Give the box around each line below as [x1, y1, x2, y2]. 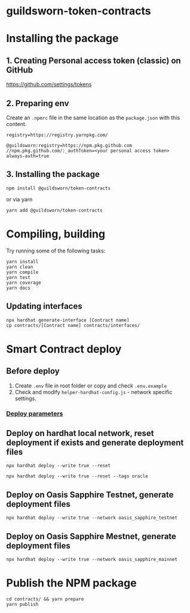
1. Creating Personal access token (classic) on [6, 55, 181, 65]
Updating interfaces [6, 301, 82, 311]
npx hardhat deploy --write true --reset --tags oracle [6, 473, 148, 479]
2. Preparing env [6, 98, 69, 109]
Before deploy [6, 366, 60, 376]
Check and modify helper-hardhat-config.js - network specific [14, 388, 173, 395]
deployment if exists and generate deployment [6, 437, 184, 447]
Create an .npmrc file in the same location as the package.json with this [6, 114, 180, 121]
